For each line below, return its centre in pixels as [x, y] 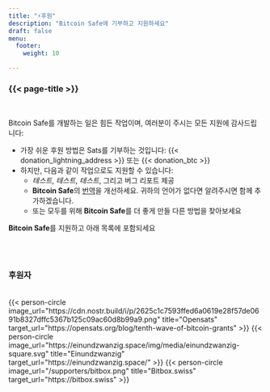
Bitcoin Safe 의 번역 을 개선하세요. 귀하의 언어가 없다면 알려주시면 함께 [142, 191]
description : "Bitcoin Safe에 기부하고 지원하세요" [89, 23]
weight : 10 [41, 53]
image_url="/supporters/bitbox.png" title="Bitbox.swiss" [102, 371]
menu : [17, 38]
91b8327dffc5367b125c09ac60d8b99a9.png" [84, 319]
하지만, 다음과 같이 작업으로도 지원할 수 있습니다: [97, 171]
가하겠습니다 [52, 201]
